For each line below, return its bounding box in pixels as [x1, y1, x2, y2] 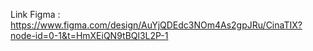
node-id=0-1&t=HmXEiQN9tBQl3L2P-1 [10, 30, 169, 41]
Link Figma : [10, 9, 61, 20]
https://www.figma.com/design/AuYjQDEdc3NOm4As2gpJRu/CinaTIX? [10, 19, 303, 31]
